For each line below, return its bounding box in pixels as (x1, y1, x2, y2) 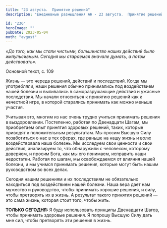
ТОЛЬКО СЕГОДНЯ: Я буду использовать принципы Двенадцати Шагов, (5, 207, 160, 213)
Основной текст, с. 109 (5, 68, 54, 74)
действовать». (5, 59, 37, 64)
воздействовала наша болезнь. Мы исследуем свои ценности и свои (5, 140, 153, 146)
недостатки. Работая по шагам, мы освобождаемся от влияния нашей (5, 156, 156, 162)
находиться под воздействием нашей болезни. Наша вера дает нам (5, 181, 151, 187)
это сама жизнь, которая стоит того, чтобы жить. (5, 197, 111, 203)
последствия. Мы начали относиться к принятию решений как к (5, 94, 143, 100)
